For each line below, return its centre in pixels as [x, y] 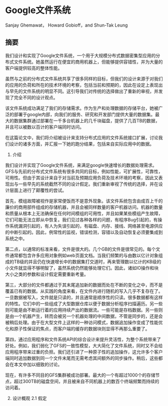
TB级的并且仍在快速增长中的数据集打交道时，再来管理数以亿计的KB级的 [87, 262]
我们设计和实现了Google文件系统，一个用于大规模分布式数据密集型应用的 [80, 55]
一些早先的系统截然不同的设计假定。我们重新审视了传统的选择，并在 [88, 184]
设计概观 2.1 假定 [29, 398]
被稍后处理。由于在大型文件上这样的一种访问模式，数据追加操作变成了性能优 [84, 322]
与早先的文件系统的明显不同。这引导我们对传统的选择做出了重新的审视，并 [82, 91]
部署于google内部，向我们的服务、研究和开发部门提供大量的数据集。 [84, 114]
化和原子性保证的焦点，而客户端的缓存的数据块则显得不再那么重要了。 [77, 328]
